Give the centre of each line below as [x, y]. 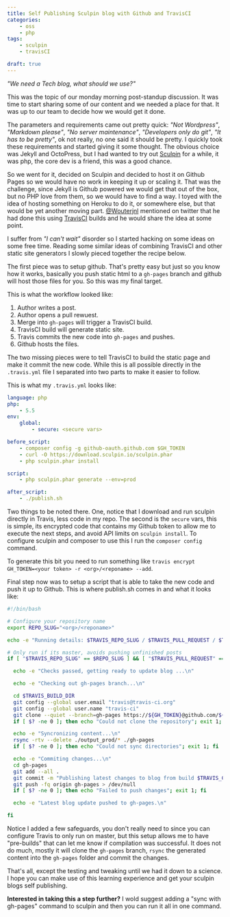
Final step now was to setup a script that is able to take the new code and [111, 582]
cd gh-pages [30, 765]
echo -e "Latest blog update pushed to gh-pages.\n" [90, 803]
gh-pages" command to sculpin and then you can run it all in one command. [114, 906]
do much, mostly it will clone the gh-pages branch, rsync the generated [106, 850]
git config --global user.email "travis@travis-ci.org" [94, 702]
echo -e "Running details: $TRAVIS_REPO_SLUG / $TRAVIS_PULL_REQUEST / [111, 640]
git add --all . [36, 772]
